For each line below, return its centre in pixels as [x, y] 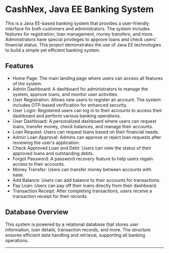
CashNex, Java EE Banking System [79, 9]
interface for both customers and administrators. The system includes [77, 28]
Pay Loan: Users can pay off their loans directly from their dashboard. [85, 185]
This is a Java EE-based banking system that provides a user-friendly [77, 23]
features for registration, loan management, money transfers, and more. [79, 34]
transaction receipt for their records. [50, 196]
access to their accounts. [39, 164]
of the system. [27, 83]
